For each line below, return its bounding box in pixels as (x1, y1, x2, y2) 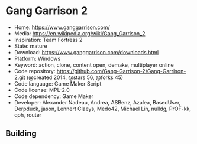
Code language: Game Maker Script (14, 80, 102, 87)
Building (5, 129, 37, 139)
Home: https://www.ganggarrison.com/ (14, 24, 110, 31)
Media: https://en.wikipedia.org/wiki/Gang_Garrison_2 (14, 30, 146, 37)
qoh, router (14, 111, 42, 119)
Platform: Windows (14, 55, 61, 62)
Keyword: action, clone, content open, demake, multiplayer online (14, 61, 174, 68)
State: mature (14, 42, 48, 50)
